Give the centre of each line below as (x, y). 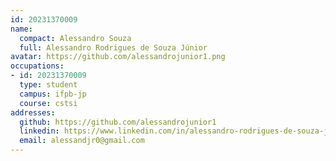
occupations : (37, 66)
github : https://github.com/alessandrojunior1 (118, 122)
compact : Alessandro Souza (75, 38)
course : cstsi (48, 103)
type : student (48, 85)
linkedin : (39, 131)
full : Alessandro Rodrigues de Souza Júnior (113, 47)
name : (21, 29)
